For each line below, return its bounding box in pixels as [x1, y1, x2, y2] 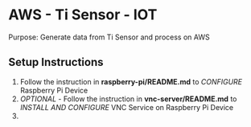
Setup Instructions [8, 55, 104, 69]
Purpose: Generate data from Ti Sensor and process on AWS [8, 32, 211, 42]
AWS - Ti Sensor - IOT [8, 6, 158, 24]
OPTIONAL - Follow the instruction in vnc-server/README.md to [19, 94, 237, 104]
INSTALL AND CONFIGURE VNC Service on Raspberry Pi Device [19, 102, 234, 112]
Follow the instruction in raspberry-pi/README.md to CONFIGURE [19, 76, 243, 86]
